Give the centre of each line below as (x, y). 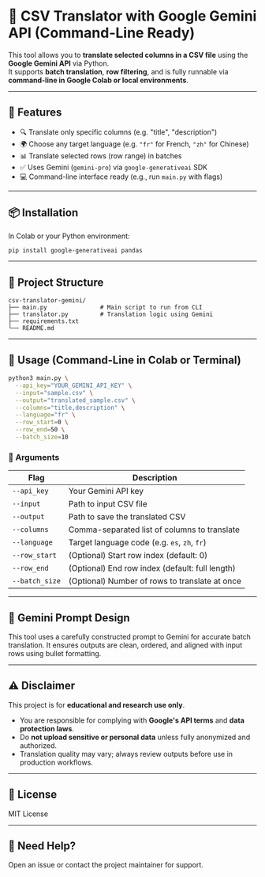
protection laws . (47, 728)
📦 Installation (43, 213)
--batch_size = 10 (42, 437)
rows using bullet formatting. (55, 654)
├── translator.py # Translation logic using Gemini (111, 315)
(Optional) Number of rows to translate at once (155, 581)
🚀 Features (35, 113)
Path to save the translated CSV (127, 517)
